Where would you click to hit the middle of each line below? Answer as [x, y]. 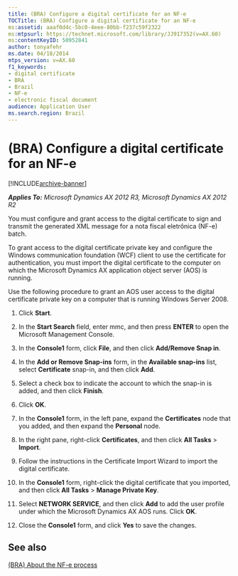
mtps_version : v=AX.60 [42, 61]
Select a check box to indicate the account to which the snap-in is [115, 383]
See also [27, 548]
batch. [17, 234]
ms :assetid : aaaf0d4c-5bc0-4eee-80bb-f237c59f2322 [85, 27]
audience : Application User [50, 107]
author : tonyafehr [35, 47]
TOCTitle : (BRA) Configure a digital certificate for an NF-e [102, 21]
